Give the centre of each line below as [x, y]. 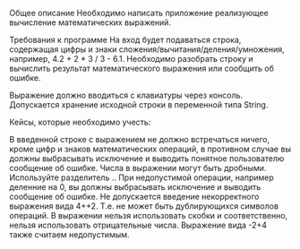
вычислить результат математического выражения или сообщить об [142, 68]
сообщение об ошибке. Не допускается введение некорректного [134, 197]
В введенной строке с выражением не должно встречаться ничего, [140, 139]
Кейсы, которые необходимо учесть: [80, 122]
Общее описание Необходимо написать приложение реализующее [139, 13]
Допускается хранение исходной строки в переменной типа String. [139, 105]
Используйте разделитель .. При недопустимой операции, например [142, 177]
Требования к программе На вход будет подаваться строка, [125, 40]
